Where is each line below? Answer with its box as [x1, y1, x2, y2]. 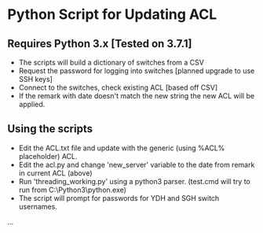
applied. [18, 100, 46, 109]
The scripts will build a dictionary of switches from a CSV [18, 57, 205, 67]
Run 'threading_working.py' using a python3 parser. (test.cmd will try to [18, 176, 250, 186]
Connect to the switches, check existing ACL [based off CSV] [18, 83, 218, 92]
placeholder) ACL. [18, 151, 78, 161]
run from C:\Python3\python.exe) [18, 185, 127, 194]
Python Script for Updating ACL [7, 6, 217, 24]
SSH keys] [18, 75, 53, 83]
